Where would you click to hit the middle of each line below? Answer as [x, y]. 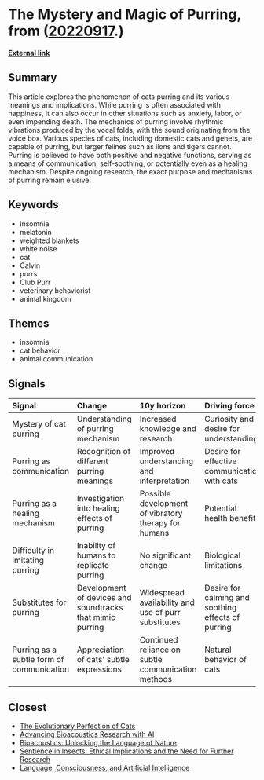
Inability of [97, 546]
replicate [93, 566]
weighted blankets [49, 240]
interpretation [165, 481]
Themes [29, 323]
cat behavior [40, 350]
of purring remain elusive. [50, 180]
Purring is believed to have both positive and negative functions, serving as [130, 155]
